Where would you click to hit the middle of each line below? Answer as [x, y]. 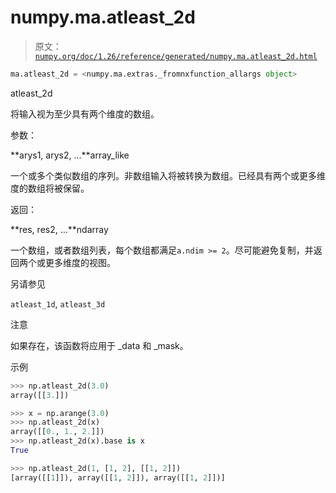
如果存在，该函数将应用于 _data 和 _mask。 [99, 345]
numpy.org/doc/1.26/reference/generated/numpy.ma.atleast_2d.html [176, 56]
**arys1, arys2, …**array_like [70, 155]
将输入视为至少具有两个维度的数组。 [85, 113]
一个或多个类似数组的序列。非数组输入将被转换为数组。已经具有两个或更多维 [168, 175]
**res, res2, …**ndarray [59, 229]
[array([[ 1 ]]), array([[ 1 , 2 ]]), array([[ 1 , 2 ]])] [118, 477]
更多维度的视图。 [80, 262]
